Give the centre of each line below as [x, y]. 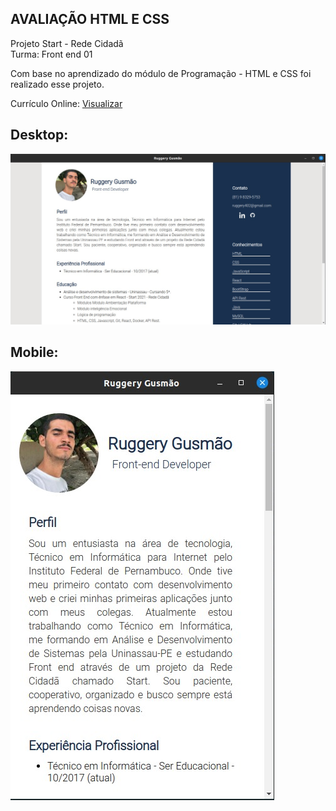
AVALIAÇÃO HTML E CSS [90, 19]
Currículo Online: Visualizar [66, 103]
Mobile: [34, 352]
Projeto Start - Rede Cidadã [67, 43]
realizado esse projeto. [57, 84]
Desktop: [39, 135]
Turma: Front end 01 [51, 54]
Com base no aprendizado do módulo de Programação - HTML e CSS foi [161, 73]
